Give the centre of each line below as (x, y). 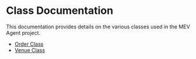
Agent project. (23, 32)
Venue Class (30, 50)
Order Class (29, 44)
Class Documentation (60, 11)
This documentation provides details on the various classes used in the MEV (98, 27)
